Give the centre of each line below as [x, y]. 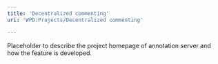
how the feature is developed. [49, 53]
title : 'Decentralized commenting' [58, 13]
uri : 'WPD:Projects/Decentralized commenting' [75, 20]
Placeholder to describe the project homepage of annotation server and [109, 45]
